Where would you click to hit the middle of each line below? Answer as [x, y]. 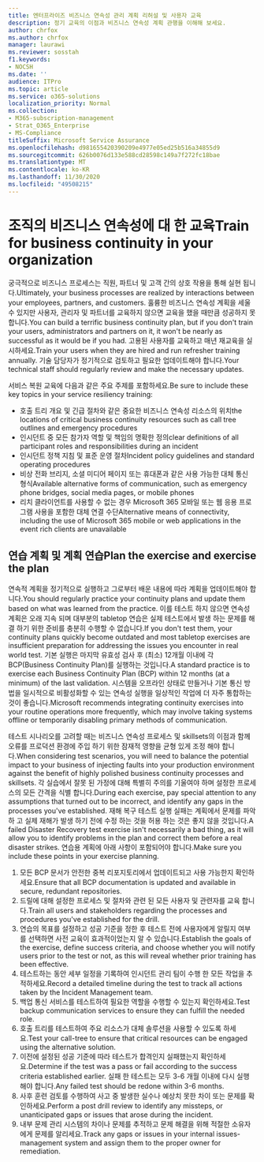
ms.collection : [33, 111]
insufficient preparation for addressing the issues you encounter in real [123, 645]
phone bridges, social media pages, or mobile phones [107, 492]
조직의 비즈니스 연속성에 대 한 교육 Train [129, 225]
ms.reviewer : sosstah [44, 52]
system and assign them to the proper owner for [143, 1142]
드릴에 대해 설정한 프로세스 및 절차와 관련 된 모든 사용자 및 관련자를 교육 [130, 900]
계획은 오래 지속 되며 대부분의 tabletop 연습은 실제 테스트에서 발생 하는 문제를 [127, 618]
